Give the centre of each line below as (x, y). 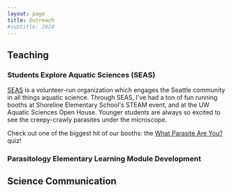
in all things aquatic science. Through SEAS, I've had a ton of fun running (113, 98)
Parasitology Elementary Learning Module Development (104, 158)
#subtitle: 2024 (31, 27)
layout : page (26, 14)
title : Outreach (31, 20)
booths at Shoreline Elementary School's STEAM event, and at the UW (108, 105)
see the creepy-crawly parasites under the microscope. (87, 120)
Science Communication (62, 181)
